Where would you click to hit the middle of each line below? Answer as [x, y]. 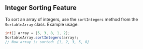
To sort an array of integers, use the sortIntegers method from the [71, 19]
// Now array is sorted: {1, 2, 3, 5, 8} [47, 42]
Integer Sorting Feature [41, 8]
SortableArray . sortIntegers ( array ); [42, 38]
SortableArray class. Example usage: [42, 24]
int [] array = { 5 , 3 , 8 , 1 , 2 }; [38, 33]
